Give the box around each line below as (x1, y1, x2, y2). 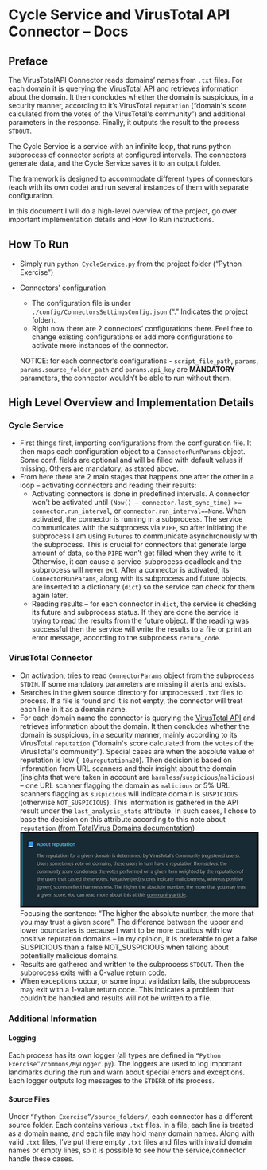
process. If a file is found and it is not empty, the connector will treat (19, 695, 243, 706)
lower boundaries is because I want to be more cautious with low (19, 925, 233, 935)
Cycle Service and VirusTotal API (8, 6, 230, 24)
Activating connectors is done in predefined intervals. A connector (31, 488, 250, 499)
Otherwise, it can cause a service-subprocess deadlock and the (31, 556, 242, 566)
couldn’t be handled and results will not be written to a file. (19, 993, 212, 1003)
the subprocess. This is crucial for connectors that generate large (31, 539, 246, 549)
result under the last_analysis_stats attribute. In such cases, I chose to (19, 806, 257, 816)
